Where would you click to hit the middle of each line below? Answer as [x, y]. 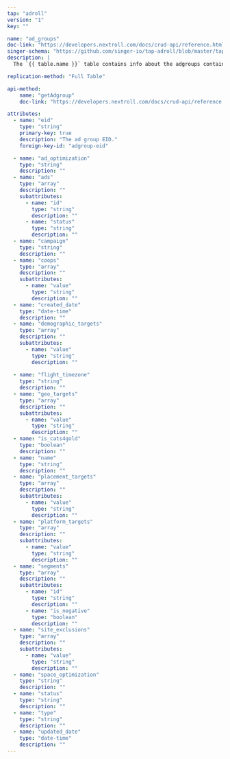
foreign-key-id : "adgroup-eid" [64, 146]
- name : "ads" [33, 178]
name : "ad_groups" [33, 38]
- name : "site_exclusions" [52, 630]
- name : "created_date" [47, 305]
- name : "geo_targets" [46, 394]
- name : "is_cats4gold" [47, 439]
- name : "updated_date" [47, 732]
